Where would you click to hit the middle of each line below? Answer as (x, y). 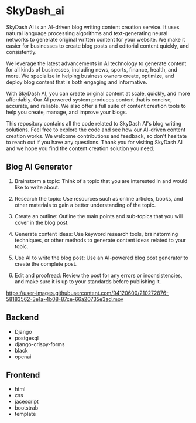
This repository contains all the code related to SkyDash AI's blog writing (94, 123)
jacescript (27, 402)
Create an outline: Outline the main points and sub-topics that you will (99, 216)
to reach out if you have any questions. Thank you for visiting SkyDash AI (94, 142)
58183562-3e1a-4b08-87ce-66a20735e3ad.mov (65, 299)
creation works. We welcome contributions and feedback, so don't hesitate (97, 136)
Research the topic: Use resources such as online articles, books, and (99, 198)
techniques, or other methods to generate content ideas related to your (100, 240)
